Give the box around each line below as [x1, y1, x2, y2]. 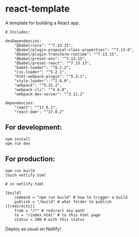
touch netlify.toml [5, 173, 47, 178]
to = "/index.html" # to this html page [14, 212, 101, 218]
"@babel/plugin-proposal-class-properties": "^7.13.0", [14, 47, 135, 52]
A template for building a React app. [5, 20, 80, 26]
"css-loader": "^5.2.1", [14, 69, 67, 74]
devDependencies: [5, 38, 42, 44]
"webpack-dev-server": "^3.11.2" [14, 92, 85, 97]
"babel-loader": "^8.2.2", [14, 65, 71, 70]
